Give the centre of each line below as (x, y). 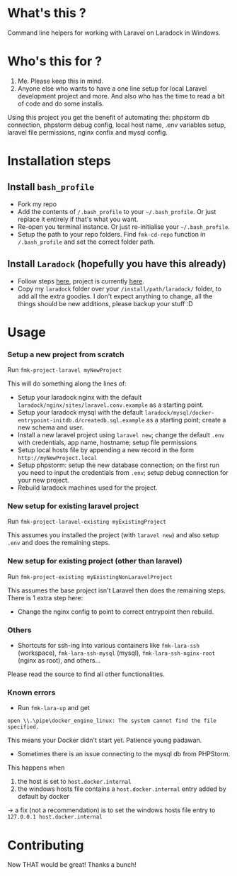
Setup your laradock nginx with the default (80, 398)
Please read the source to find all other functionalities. (86, 674)
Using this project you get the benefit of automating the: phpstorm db (109, 117)
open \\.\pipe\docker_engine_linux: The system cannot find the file (112, 721)
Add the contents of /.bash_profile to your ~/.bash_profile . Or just (117, 211)
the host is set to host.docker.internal (75, 782)
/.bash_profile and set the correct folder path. (86, 242)
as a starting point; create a (186, 420)
